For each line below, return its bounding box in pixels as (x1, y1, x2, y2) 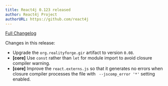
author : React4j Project (5, 12, 57, 17)
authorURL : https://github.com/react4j (5, 16, 89, 21)
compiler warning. (12, 60, 50, 66)
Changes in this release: (5, 40, 55, 46)
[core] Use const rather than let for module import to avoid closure (12, 55, 152, 61)
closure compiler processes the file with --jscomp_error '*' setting (12, 71, 155, 77)
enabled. (12, 76, 31, 82)
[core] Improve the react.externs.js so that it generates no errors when (12, 65, 163, 71)
